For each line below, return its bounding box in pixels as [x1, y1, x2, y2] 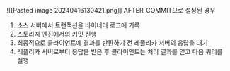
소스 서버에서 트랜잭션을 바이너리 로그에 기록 [16, 21, 141, 30]
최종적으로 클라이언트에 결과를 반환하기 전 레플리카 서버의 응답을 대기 [16, 39, 208, 47]
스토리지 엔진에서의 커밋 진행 [16, 30, 97, 38]
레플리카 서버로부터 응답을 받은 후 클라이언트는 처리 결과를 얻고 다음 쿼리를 [16, 48, 224, 56]
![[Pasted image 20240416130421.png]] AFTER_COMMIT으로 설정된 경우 [6, 6, 216, 14]
